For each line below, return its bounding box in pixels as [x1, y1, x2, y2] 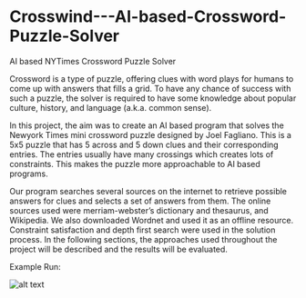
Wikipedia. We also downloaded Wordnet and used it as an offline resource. [9, 214, 294, 225]
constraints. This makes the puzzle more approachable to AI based [9, 158, 261, 169]
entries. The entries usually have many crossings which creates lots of [9, 148, 274, 160]
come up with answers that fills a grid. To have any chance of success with [9, 83, 291, 94]
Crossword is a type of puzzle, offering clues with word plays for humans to [9, 73, 294, 84]
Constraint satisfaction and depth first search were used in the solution [9, 224, 276, 235]
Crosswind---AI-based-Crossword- [9, 6, 287, 27]
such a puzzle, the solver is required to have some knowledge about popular [9, 93, 297, 104]
